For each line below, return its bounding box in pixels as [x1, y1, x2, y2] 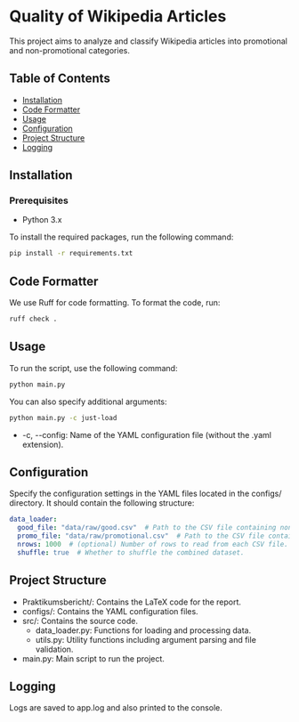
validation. [35, 644, 74, 654]
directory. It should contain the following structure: [9, 498, 195, 508]
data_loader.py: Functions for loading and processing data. [35, 625, 252, 636]
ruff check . [9, 314, 58, 324]
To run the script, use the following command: [9, 362, 178, 373]
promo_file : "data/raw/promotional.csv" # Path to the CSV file [17, 531, 265, 540]
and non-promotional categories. [9, 45, 131, 55]
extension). [21, 439, 64, 450]
